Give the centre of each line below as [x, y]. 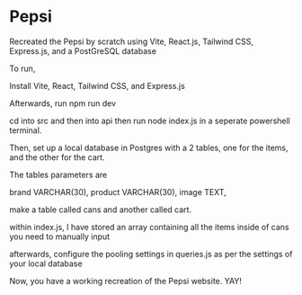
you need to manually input [60, 237]
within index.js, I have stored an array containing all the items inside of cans [149, 227]
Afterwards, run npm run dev [63, 103]
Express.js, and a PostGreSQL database [83, 50]
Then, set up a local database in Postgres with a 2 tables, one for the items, [149, 147]
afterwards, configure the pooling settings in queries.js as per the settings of [151, 254]
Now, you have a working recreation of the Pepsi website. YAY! [126, 281]
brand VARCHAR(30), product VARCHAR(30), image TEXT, [118, 192]
